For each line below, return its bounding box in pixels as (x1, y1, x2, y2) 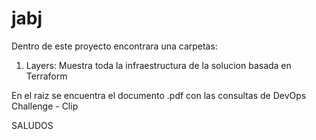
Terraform (25, 70, 68, 82)
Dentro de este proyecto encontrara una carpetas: (11, 40, 218, 52)
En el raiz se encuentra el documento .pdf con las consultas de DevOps (11, 89, 307, 101)
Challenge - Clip (11, 100, 79, 112)
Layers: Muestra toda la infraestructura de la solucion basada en (25, 59, 292, 71)
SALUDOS (11, 119, 54, 131)
